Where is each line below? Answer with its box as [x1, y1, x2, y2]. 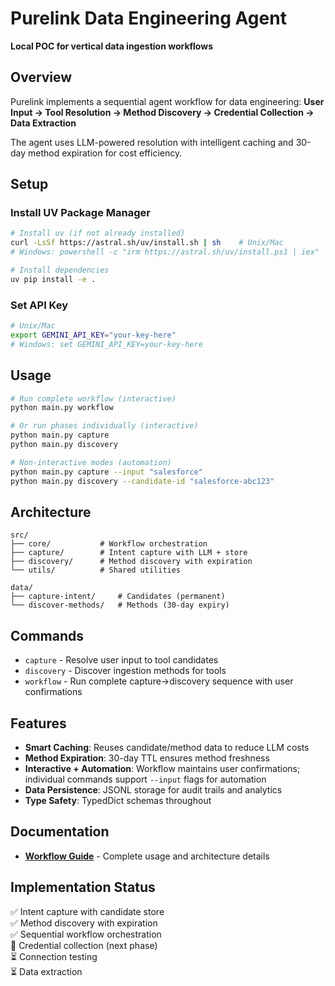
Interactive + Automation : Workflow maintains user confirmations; [24, 762, 301, 774]
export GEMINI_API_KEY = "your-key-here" [10, 330, 177, 340]
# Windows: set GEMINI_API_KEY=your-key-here [10, 339, 203, 349]
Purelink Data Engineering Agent [10, 7, 287, 30]
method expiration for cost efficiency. [28, 147, 183, 159]
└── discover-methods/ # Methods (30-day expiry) [10, 600, 230, 611]
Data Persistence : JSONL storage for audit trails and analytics [24, 783, 283, 796]
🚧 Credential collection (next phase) [10, 939, 158, 951]
